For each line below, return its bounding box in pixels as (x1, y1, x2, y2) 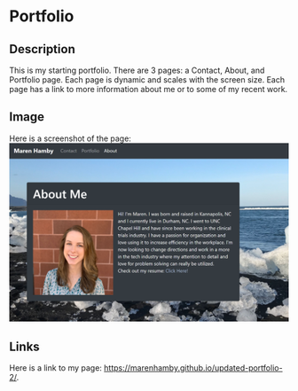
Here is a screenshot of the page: (9, 133, 131, 144)
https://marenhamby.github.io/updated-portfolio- (103, 363, 283, 373)
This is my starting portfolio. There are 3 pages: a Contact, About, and (9, 65, 265, 75)
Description (9, 42, 75, 57)
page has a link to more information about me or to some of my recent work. (9, 84, 288, 94)
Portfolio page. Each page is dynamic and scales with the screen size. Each (9, 74, 286, 85)
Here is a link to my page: (9, 363, 102, 373)
